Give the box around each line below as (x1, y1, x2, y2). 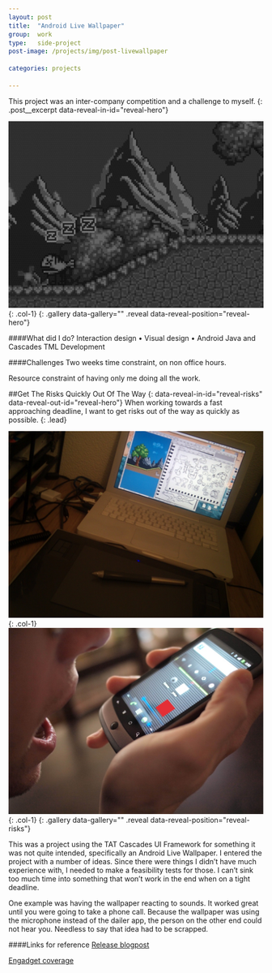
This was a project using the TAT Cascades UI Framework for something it (8, 840, 256, 850)
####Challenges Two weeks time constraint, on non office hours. (8, 357, 227, 367)
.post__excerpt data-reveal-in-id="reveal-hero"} (8, 105, 169, 114)
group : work (8, 30, 53, 38)
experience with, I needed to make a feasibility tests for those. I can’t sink (8, 865, 253, 876)
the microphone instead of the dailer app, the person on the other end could (8, 915, 262, 925)
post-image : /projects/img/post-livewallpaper (8, 47, 168, 56)
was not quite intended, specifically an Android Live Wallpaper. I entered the (8, 848, 262, 858)
